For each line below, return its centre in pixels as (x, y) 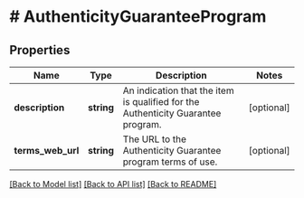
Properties (40, 50)
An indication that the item (178, 90)
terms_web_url (47, 151)
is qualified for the (161, 102)
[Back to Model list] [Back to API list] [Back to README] (113, 184)
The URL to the (155, 139)
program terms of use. (170, 162)
